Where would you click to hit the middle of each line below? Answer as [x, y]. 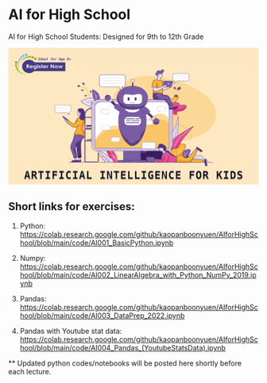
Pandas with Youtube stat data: [71, 331]
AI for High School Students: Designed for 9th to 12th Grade [106, 36]
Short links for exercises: [72, 207]
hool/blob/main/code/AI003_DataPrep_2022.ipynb [102, 316]
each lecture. [30, 371]
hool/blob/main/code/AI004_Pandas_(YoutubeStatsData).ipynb [123, 347]
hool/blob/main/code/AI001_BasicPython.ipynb [97, 243]
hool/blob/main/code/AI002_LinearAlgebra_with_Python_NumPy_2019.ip [138, 274]
